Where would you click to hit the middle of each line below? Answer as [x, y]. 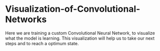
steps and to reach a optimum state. [42, 43]
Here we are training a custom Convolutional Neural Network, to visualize [80, 33]
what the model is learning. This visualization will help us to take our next [80, 38]
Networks [26, 19]
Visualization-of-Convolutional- [73, 9]
